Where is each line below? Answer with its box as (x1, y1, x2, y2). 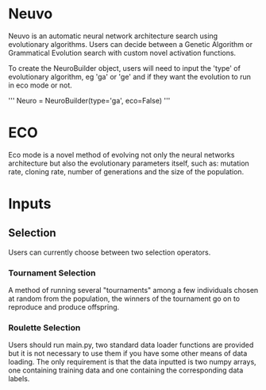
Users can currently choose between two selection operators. (8, 248, 211, 257)
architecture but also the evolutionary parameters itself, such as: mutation (8, 158, 250, 168)
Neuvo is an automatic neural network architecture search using (8, 31, 218, 41)
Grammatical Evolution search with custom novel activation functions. (8, 48, 237, 57)
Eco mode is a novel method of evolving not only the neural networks (8, 150, 235, 159)
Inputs (8, 195, 52, 213)
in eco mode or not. (8, 80, 73, 90)
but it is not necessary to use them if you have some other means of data (8, 349, 248, 358)
